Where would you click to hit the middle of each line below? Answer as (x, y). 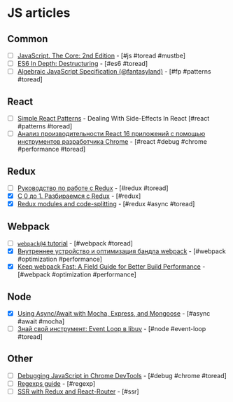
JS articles (39, 13)
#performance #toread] (51, 149)
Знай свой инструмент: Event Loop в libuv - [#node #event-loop (112, 329)
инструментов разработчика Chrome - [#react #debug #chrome (112, 142)
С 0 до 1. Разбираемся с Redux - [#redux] (79, 196)
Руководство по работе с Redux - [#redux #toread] (93, 188)
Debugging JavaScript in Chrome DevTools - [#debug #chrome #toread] (122, 375)
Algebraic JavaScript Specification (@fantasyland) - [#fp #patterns (114, 72)
